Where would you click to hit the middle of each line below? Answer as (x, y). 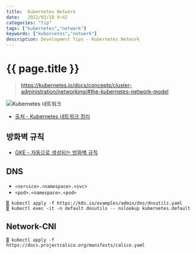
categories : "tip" (29, 23)
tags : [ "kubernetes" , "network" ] (46, 28)
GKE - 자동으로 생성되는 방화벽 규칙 (56, 152)
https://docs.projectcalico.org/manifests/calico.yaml (76, 245)
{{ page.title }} (43, 69)
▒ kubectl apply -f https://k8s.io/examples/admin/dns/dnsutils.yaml (94, 203)
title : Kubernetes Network (41, 12)
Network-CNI (31, 226)
